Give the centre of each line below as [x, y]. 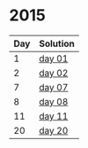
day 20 [54, 130]
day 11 [54, 116]
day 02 [54, 73]
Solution [57, 43]
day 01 [54, 58]
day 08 [54, 101]
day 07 [54, 87]
